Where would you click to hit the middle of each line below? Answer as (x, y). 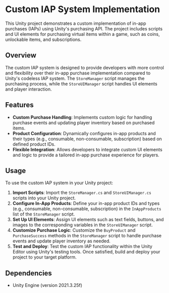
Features (19, 105)
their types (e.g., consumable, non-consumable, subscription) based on (87, 139)
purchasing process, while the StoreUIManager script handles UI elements (81, 83)
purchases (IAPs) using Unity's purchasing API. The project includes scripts (84, 28)
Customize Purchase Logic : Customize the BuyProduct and (74, 230)
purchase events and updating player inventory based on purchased (83, 122)
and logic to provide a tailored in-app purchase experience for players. (86, 155)
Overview (21, 55)
